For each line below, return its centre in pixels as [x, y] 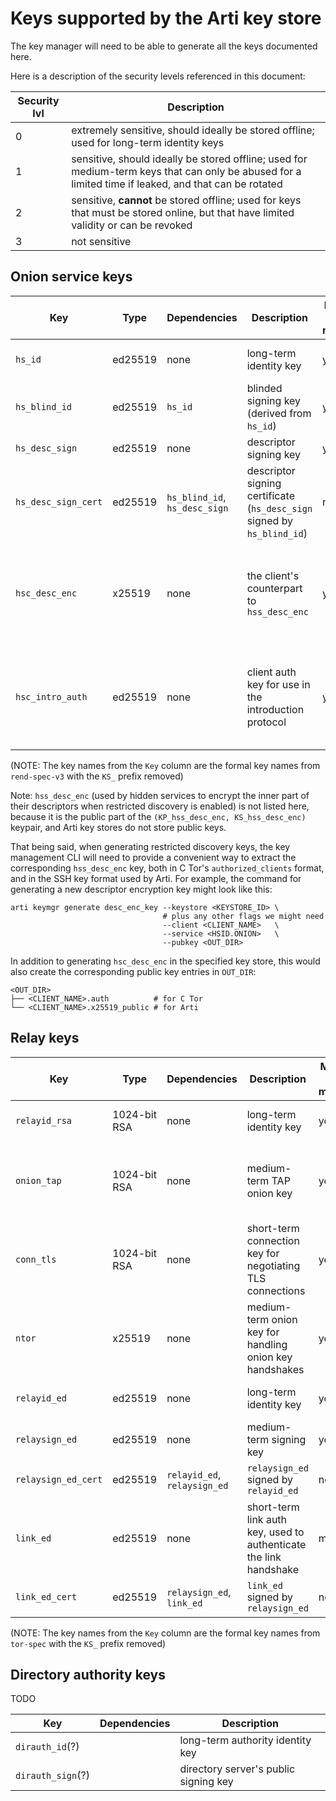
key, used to [275, 1532]
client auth [271, 672]
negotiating [273, 1265]
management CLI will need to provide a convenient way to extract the [153, 857]
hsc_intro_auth [51, 696]
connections [276, 1290]
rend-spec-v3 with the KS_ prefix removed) [97, 776]
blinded [264, 388]
